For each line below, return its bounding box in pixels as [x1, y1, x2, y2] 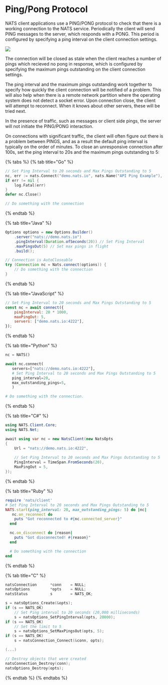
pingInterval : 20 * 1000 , [14, 309, 69, 315]
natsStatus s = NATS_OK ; [5, 591, 93, 597]
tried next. [5, 108, 27, 114]
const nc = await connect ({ [5, 305, 64, 310]
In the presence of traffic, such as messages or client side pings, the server [5, 117, 161, 124]
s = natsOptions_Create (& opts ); [5, 601, 73, 606]
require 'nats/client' [5, 497, 53, 503]
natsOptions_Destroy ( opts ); [5, 665, 64, 671]
